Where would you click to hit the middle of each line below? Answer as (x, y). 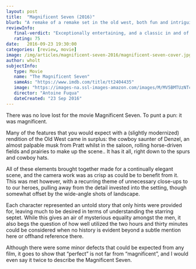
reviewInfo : (20, 28)
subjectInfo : (22, 66)
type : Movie (28, 71)
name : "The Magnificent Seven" (52, 77)
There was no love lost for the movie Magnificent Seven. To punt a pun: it (94, 115)
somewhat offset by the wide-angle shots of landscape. (73, 194)
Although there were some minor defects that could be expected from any (95, 247)
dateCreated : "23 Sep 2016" (48, 98)
